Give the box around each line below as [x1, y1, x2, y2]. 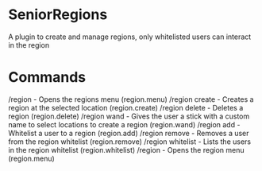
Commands [8, 68, 87, 87]
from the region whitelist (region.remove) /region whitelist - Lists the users [8, 137, 252, 146]
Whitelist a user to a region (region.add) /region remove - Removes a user [8, 128, 249, 138]
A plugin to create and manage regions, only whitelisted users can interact [8, 32, 252, 41]
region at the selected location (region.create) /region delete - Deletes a [8, 103, 244, 112]
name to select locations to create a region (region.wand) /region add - [8, 119, 241, 129]
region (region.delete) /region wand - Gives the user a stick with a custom [8, 111, 250, 121]
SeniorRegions [8, 6, 108, 24]
